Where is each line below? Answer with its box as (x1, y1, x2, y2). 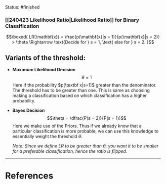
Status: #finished (5, 4, 40, 10)
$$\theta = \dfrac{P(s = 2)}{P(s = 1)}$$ (46, 115, 127, 121)
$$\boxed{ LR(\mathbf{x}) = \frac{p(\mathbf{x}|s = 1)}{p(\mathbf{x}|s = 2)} (6, 34, 160, 40)
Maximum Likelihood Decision (12, 67, 76, 73)
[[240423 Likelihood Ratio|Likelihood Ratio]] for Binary (5, 16, 139, 23)
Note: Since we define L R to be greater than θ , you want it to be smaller (12, 143, 159, 149)
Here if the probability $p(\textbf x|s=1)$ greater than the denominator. (12, 82, 157, 88)
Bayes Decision (12, 107, 45, 113)
